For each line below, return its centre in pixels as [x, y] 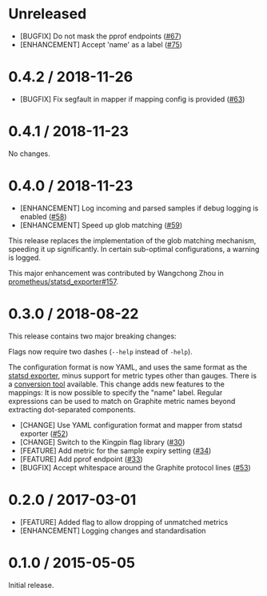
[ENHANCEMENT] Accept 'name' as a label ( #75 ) [101, 44]
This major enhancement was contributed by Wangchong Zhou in [116, 273]
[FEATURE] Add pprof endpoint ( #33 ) [81, 459]
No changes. [29, 154]
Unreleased [48, 14]
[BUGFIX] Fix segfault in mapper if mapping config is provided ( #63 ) [132, 99]
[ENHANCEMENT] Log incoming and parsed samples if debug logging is [139, 208]
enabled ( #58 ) [43, 216]
